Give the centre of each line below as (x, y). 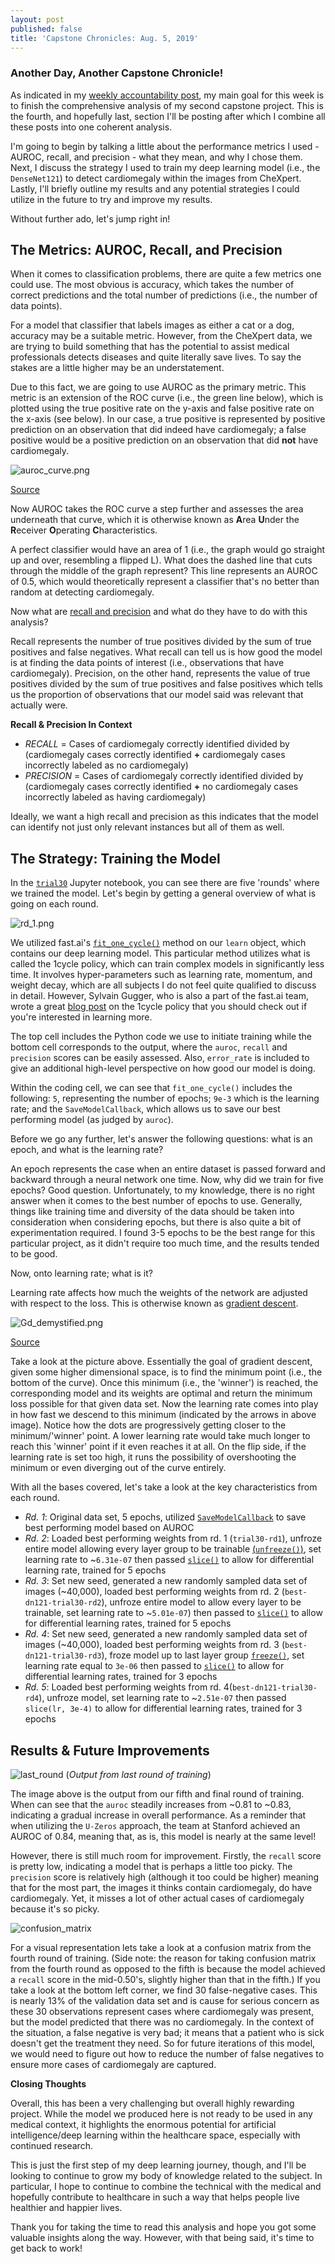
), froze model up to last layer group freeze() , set (203, 1655)
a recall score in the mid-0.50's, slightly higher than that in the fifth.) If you (165, 1980)
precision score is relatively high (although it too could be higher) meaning (165, 1877)
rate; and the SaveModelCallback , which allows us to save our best (145, 1109)
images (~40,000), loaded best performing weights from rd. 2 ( (154, 1592)
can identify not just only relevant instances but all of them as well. (147, 827)
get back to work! (46, 2248)
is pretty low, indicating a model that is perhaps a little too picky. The (151, 1867)
